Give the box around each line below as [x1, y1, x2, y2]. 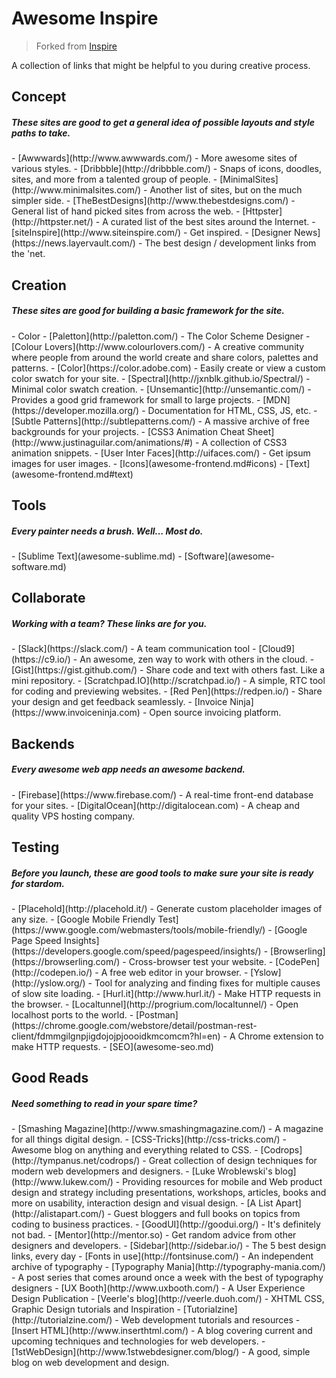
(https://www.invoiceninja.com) [11, 707, 141, 719]
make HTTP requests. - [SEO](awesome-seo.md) [11, 1041, 214, 1053]
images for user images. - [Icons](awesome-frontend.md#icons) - [11, 457, 284, 469]
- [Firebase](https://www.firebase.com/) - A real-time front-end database [11, 788, 314, 801]
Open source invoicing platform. [149, 707, 282, 719]
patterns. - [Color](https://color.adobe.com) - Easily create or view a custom [11, 362, 326, 374]
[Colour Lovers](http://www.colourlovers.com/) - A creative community [11, 340, 305, 352]
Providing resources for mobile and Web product [122, 1176, 323, 1188]
